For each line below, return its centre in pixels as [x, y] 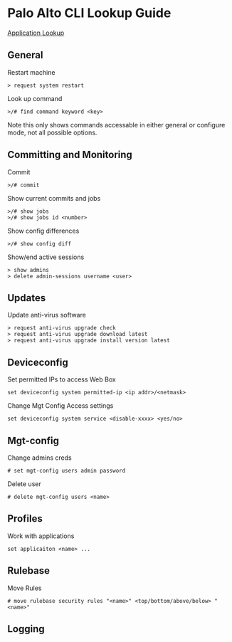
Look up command [35, 98]
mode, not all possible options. [52, 132]
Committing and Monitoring [70, 155]
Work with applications [41, 536]
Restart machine [31, 72]
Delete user [24, 484]
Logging [26, 629]
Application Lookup [36, 33]
